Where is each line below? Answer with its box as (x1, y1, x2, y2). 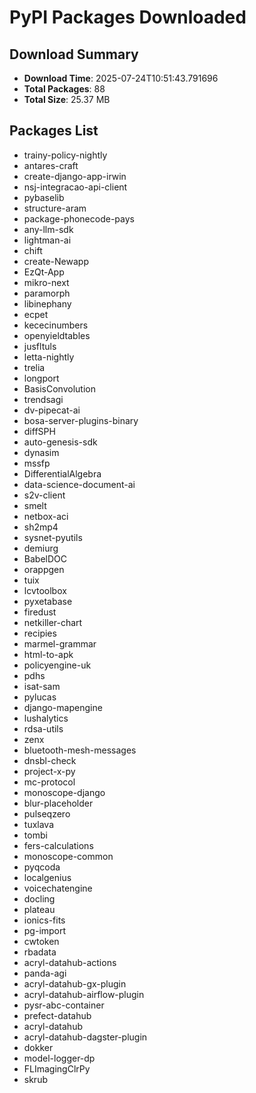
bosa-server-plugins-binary (23, 414, 139, 426)
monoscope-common (23, 850, 114, 862)
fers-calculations (23, 839, 94, 851)
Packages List (9, 122, 99, 140)
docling (23, 892, 56, 905)
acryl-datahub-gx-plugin (23, 977, 127, 990)
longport (23, 372, 60, 384)
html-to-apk (23, 648, 74, 660)
